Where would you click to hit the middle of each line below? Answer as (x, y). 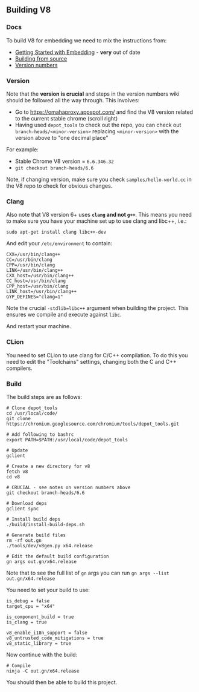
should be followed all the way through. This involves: (73, 100)
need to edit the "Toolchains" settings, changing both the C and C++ (91, 361)
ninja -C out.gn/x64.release (43, 671)
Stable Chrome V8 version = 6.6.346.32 (65, 161)
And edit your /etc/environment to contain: (59, 243)
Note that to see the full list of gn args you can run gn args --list (88, 573)
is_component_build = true (40, 617)
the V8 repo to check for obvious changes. (59, 186)
